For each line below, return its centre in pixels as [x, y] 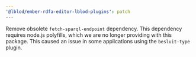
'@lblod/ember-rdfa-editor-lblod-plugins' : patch [68, 12]
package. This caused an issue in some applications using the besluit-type [98, 41]
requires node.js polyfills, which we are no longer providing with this [89, 35]
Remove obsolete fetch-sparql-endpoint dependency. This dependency [94, 28]
